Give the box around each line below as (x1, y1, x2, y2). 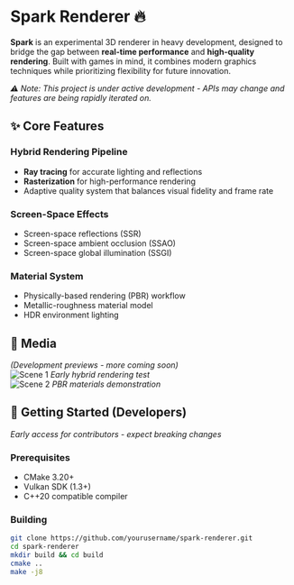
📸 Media (10, 335, 57, 351)
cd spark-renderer (10, 543, 79, 552)
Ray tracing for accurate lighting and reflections (23, 166, 203, 177)
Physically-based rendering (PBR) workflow (23, 290, 186, 301)
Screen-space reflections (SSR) (23, 228, 142, 239)
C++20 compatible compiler (23, 491, 129, 502)
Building (10, 514, 48, 526)
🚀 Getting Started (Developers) (10, 405, 188, 420)
